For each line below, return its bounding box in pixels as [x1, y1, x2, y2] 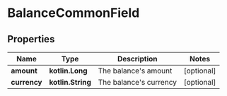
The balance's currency [98, 78, 177, 87]
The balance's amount [98, 66, 173, 76]
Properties [7, 33, 55, 45]
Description [117, 54, 158, 64]
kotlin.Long [49, 66, 88, 76]
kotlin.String [49, 78, 92, 87]
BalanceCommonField [7, 5, 140, 21]
